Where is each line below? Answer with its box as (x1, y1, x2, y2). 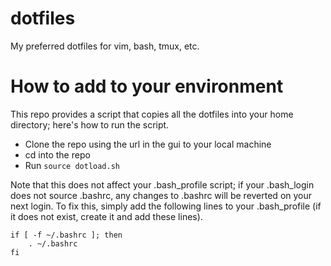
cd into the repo (24, 148, 91, 161)
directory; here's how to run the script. (10, 118, 170, 131)
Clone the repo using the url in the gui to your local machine (24, 138, 272, 150)
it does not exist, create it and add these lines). (10, 210, 203, 222)
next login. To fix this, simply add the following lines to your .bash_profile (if (10, 200, 322, 212)
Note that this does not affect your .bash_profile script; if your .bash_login (10, 178, 315, 191)
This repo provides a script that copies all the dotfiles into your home (10, 108, 294, 120)
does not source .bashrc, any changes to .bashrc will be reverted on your (10, 189, 313, 201)
